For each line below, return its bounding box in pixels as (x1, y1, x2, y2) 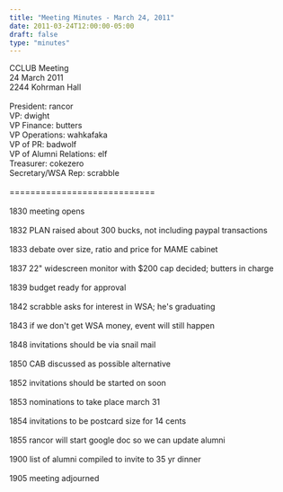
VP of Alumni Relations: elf (9, 149, 108, 160)
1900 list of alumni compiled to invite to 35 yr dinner (9, 454, 201, 465)
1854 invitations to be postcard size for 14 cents (9, 416, 187, 426)
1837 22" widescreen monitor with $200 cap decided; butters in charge (9, 263, 274, 274)
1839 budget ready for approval (9, 282, 127, 293)
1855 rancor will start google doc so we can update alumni (9, 435, 226, 445)
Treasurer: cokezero (9, 158, 84, 169)
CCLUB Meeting (9, 63, 69, 74)
